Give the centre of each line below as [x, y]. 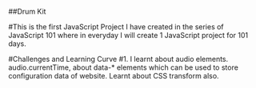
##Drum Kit [27, 11]
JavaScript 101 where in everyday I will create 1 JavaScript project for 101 [128, 35]
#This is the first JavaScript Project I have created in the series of [116, 27]
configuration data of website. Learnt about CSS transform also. [114, 76]
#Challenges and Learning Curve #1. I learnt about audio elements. [118, 59]
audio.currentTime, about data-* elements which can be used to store [123, 67]
